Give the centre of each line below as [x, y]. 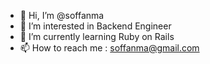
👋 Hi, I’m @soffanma [62, 15]
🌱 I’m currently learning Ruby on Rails [97, 36]
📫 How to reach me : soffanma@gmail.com [109, 48]
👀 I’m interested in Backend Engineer [95, 26]
